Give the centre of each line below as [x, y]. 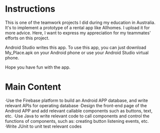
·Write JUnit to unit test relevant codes [43, 126]
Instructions [30, 9]
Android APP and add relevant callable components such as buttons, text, [79, 111]
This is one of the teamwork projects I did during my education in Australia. [80, 22]
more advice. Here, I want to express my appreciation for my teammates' [78, 33]
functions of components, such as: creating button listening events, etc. [77, 121]
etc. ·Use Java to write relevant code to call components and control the [77, 116]
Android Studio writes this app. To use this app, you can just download [76, 47]
